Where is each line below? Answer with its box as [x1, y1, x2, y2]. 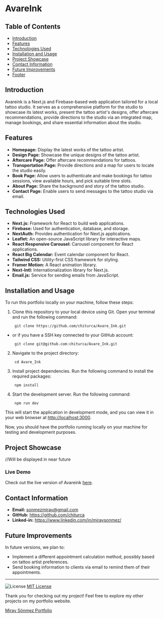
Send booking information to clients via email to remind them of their [12, 564, 150, 570]
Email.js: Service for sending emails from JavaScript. [12, 272, 120, 278]
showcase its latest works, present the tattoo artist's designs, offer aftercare [5, 109, 159, 115]
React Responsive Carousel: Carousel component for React [12, 241, 134, 247]
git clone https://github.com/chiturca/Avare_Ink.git [14, 323, 126, 329]
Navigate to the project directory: [12, 350, 79, 356]
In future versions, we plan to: [5, 544, 65, 550]
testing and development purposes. [5, 429, 77, 435]
